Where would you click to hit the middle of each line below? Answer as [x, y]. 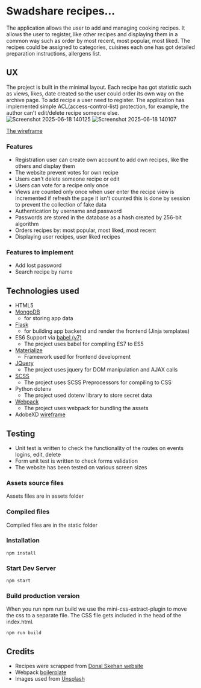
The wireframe [25, 130]
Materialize [29, 350]
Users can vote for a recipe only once [62, 185]
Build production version [43, 596]
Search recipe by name [44, 272]
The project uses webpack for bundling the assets [86, 408]
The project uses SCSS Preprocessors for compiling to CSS [97, 382]
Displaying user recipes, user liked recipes [67, 237]
